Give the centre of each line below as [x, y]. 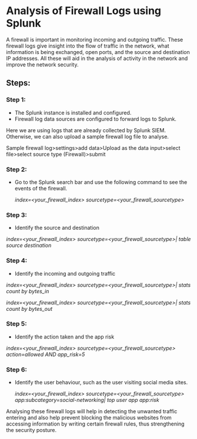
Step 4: [17, 261]
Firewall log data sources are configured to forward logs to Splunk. [95, 119]
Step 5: [17, 324]
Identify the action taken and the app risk [64, 337]
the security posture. [31, 430]
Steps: [18, 83]
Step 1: [16, 100]
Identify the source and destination [57, 228]
